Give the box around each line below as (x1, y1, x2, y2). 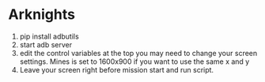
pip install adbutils (19, 32, 79, 41)
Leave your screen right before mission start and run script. (19, 65, 214, 74)
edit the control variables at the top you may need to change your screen (19, 48, 258, 58)
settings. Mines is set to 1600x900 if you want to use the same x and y (19, 57, 250, 66)
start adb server (19, 39, 73, 49)
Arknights (8, 6, 75, 24)
